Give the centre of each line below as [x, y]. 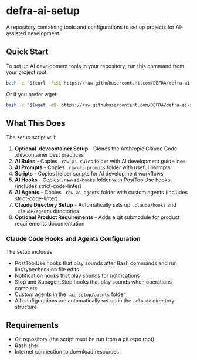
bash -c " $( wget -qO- [33, 105]
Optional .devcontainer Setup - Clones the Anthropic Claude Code [96, 149]
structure [26, 307]
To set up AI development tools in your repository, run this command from [95, 66]
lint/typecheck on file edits [47, 269]
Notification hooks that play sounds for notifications [77, 275]
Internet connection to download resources [67, 352]
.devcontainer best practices [49, 155]
